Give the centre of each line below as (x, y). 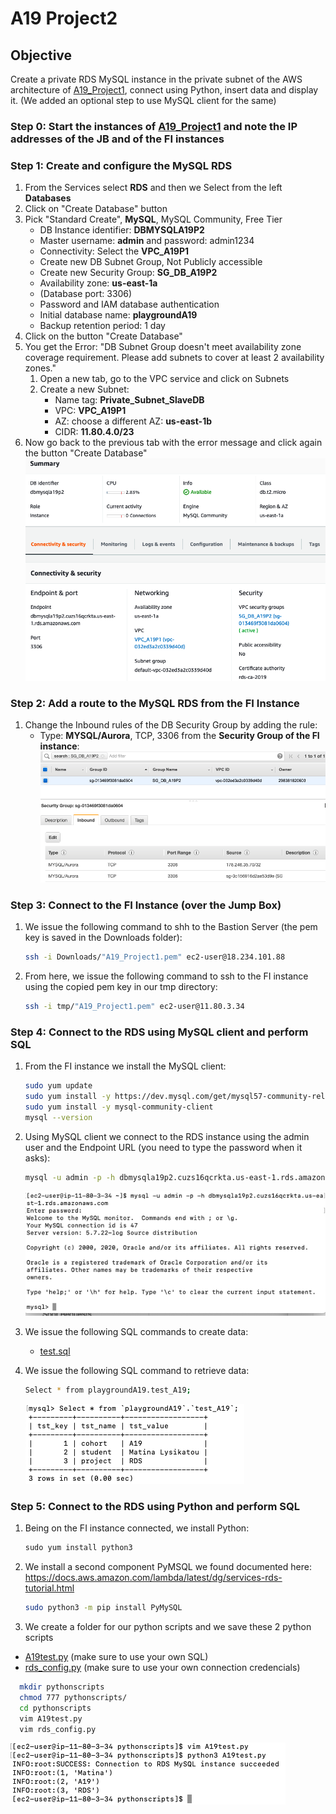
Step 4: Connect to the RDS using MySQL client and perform (159, 1032)
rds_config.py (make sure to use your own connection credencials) (162, 1668)
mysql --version (58, 1118)
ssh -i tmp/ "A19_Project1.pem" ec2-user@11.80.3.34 (134, 1007)
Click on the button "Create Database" (103, 336)
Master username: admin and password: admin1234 (147, 241)
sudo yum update (58, 1086)
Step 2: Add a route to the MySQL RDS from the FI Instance (155, 703)
